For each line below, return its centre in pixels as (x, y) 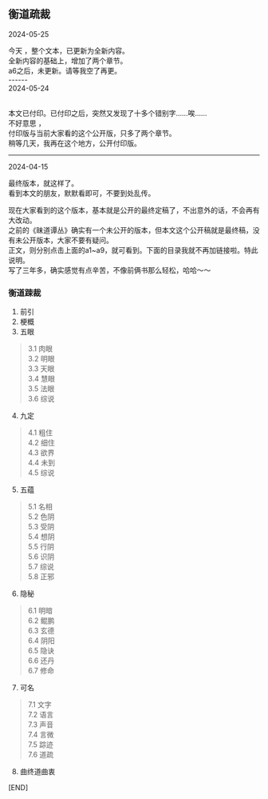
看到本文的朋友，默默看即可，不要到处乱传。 (82, 193)
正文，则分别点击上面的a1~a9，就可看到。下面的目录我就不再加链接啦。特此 (133, 250)
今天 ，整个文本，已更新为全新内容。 (69, 50)
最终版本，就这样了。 (43, 183)
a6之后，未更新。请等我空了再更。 (65, 70)
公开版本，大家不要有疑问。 (67, 240)
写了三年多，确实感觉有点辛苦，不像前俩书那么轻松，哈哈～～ (110, 270)
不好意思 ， (27, 123)
